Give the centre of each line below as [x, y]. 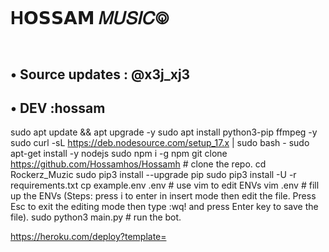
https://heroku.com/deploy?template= [88, 237]
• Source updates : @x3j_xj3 [100, 74]
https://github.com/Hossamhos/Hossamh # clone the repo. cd [138, 164]
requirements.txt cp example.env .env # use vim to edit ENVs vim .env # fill [165, 185]
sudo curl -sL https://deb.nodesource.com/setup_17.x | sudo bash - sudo [160, 143]
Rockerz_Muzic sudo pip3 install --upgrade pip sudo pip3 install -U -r [153, 175]
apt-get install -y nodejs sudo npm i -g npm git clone [119, 154]
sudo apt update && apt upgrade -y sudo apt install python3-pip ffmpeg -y [164, 132]
